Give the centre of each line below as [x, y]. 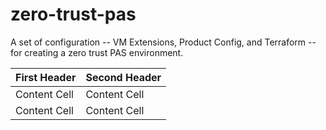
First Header [46, 77]
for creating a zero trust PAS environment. [97, 52]
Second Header [123, 77]
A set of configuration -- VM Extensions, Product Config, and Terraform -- [163, 42]
